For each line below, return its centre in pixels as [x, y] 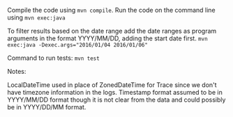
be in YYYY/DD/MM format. [47, 107]
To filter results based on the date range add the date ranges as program [112, 31]
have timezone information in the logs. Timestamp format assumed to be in [115, 92]
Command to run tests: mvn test [53, 58]
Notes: [17, 71]
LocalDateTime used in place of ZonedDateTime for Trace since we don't [112, 85]
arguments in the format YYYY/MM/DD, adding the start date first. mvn [107, 38]
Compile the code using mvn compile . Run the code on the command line [111, 10]
